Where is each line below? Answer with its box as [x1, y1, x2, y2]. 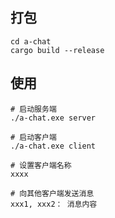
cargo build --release [10, 45, 105, 55]
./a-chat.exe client [10, 141, 97, 151]
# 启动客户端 [10, 132, 57, 142]
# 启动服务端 [10, 104, 57, 114]
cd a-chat [10, 36, 52, 47]
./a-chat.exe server [10, 113, 97, 123]
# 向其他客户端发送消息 [10, 188, 95, 198]
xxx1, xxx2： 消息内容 [10, 199, 98, 209]
